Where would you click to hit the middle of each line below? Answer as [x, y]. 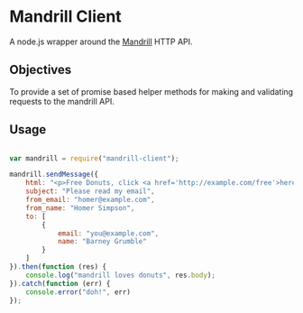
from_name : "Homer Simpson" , [80, 208]
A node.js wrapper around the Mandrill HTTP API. [101, 41]
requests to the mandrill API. [62, 101]
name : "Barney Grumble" [102, 242]
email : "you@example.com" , [108, 233]
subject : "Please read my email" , [90, 191]
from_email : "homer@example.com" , [90, 200]
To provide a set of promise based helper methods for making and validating [151, 91]
